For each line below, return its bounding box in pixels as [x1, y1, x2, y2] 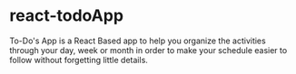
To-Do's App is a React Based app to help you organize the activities [9, 35, 266, 46]
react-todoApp [9, 5, 124, 26]
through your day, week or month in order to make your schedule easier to [9, 44, 288, 55]
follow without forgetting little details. [9, 54, 148, 65]
